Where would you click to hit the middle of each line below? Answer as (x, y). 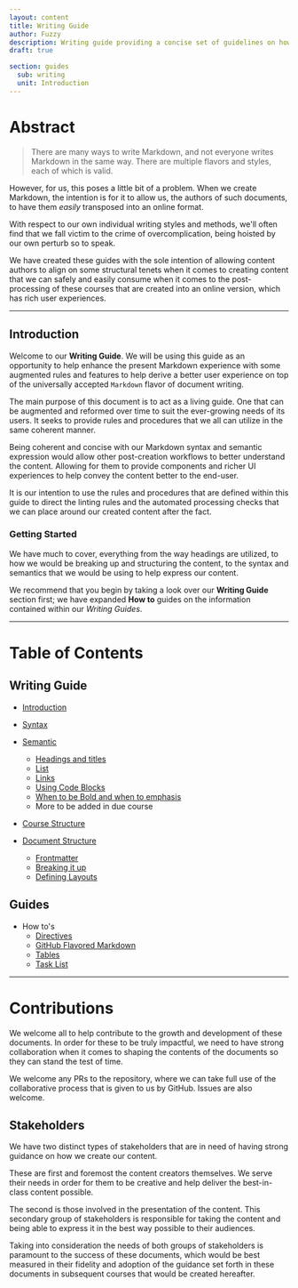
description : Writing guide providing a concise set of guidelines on (142, 42)
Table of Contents (76, 652)
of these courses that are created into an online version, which (166, 288)
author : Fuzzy (35, 34)
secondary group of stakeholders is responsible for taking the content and (145, 1219)
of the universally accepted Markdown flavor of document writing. (126, 384)
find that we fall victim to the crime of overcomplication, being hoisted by (143, 233)
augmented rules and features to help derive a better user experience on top (149, 374)
